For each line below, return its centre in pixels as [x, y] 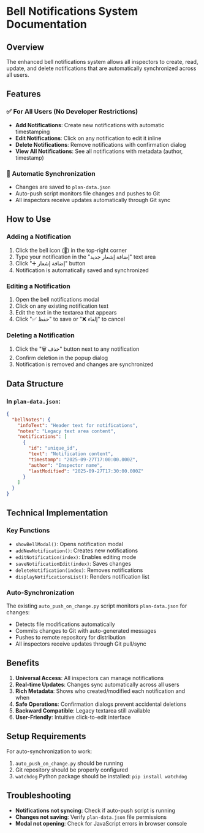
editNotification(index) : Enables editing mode [76, 557]
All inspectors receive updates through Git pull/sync [81, 644]
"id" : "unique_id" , [53, 448]
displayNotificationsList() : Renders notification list [82, 576]
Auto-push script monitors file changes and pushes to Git [88, 193]
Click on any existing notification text [62, 306]
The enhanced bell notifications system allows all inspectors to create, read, [102, 62]
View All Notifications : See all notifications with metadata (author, [99, 151]
